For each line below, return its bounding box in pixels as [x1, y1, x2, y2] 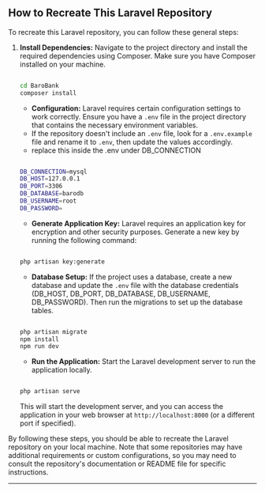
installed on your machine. [19, 59, 106, 69]
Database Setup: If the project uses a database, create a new [31, 272, 233, 282]
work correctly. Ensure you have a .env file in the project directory [31, 112, 247, 121]
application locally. [31, 365, 92, 375]
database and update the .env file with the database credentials [31, 280, 239, 290]
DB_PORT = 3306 [19, 182, 63, 191]
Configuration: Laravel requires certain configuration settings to [31, 103, 241, 113]
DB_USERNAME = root [19, 197, 77, 205]
